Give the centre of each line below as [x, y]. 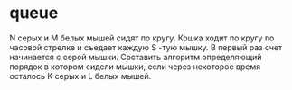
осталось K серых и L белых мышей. [80, 76]
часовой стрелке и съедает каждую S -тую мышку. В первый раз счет [146, 47]
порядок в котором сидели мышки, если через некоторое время [135, 67]
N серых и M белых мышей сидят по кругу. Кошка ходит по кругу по [142, 38]
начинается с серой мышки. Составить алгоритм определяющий [136, 57]
